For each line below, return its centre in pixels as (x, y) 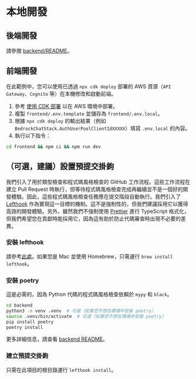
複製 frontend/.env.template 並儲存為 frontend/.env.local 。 (89, 113)
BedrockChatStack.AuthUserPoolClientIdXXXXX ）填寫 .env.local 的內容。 (102, 128)
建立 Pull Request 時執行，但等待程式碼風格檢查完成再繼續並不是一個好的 (94, 189)
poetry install (25, 327)
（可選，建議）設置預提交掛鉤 (60, 167)
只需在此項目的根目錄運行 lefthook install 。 (61, 370)
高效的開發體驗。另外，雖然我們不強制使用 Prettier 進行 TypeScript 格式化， (98, 211)
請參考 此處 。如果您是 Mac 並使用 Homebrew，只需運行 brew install (89, 256)
